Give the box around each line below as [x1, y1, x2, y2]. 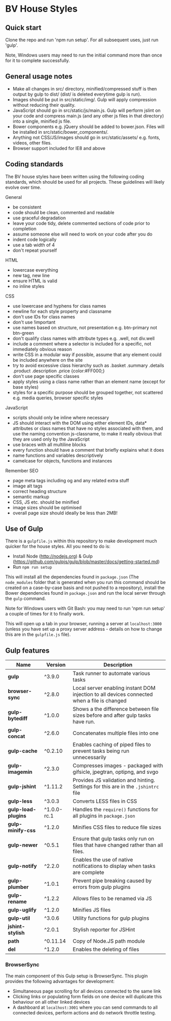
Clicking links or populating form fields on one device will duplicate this [12, 993, 162, 1000]
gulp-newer [8, 841, 38, 849]
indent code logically [12, 236, 57, 242]
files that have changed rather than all [73, 841, 163, 849]
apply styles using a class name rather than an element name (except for [12, 378, 165, 385]
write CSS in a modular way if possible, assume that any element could [12, 352, 162, 358]
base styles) [12, 384, 39, 390]
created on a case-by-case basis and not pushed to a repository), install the [5, 585, 165, 591]
